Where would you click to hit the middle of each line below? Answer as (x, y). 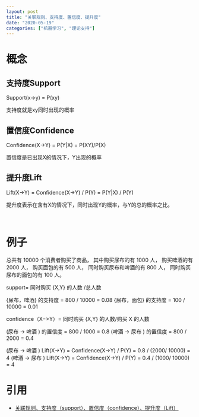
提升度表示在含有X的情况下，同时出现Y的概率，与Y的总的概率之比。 (90, 205)
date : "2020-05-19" (30, 23)
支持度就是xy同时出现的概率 (40, 110)
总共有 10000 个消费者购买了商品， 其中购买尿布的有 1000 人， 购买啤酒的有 (99, 260)
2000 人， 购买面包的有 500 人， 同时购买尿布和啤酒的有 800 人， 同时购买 (99, 267)
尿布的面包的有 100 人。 (36, 275)
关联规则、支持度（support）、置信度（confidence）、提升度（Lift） (97, 408)
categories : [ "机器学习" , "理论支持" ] (50, 28)
